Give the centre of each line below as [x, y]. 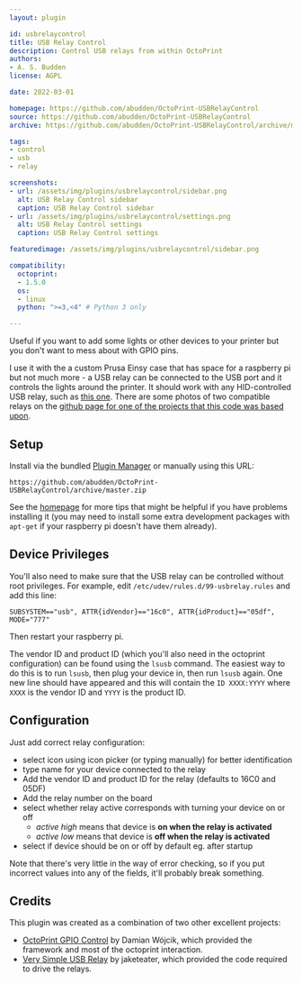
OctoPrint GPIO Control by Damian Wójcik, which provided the [138, 940]
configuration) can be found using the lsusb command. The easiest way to [147, 663]
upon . [20, 416]
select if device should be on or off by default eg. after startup [138, 846]
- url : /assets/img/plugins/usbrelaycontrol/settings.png [120, 216]
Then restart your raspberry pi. [67, 636]
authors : [26, 59]
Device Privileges [59, 555]
